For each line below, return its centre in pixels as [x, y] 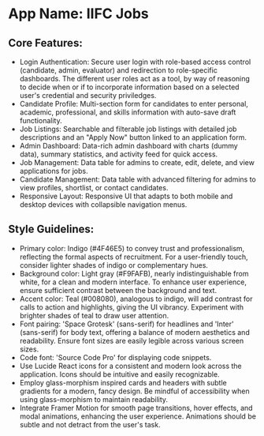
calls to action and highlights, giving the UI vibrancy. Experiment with [132, 307]
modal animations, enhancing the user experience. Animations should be [138, 416]
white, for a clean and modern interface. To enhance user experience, [133, 282]
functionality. [41, 120]
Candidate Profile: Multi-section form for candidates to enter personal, [134, 104]
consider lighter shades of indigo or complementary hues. [114, 265]
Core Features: [45, 43]
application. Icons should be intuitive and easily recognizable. [119, 374]
